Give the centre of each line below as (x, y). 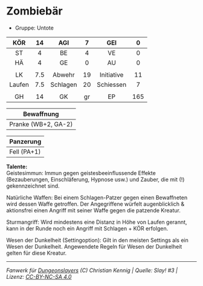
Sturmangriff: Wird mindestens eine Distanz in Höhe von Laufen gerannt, (97, 222)
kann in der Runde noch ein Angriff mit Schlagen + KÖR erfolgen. (87, 228)
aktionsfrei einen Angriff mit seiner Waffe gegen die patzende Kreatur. (94, 210)
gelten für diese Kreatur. (37, 253)
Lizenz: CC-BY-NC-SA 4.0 (39, 276)
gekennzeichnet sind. (33, 186)
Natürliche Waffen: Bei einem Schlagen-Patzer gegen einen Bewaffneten (97, 197)
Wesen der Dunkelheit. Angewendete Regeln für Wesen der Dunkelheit (94, 246)
